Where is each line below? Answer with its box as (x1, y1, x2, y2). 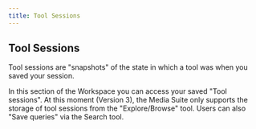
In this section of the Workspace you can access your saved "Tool (8, 87, 227, 96)
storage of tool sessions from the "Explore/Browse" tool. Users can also (8, 103, 246, 113)
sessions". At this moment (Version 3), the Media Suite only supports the (8, 95, 249, 105)
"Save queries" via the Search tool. (8, 112, 124, 122)
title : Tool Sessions (8, 11, 81, 20)
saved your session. (8, 71, 75, 81)
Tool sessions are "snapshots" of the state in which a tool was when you (8, 62, 248, 72)
